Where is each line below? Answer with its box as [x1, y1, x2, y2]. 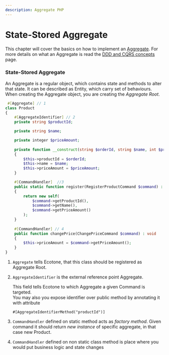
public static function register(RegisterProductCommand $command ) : [14, 184, 163, 189]
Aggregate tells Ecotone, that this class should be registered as [12, 259, 142, 265]
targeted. [12, 289, 32, 295]
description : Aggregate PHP [5, 7, 64, 13]
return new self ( [23, 193, 59, 199]
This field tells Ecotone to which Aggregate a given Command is [12, 284, 145, 290]
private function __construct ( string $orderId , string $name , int [14, 147, 156, 152]
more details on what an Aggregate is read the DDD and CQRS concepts [5, 51, 155, 57]
